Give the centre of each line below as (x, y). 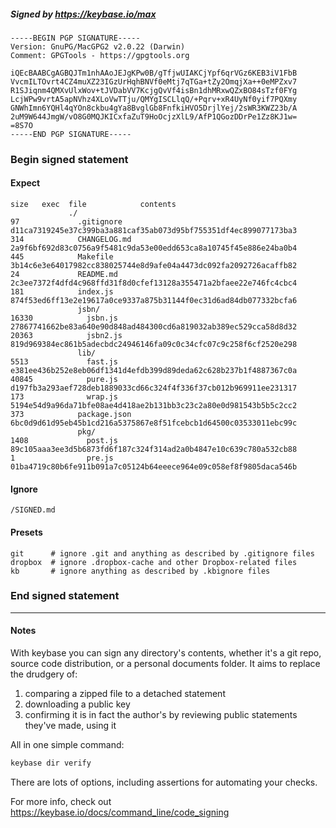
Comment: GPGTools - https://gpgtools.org (100, 55)
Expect (25, 183)
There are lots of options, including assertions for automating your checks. (164, 782)
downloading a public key (77, 704)
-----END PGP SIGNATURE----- (71, 134)
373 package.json (71, 415)
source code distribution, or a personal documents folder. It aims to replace (165, 663)
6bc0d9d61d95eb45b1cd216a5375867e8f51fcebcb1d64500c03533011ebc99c (154, 423)
